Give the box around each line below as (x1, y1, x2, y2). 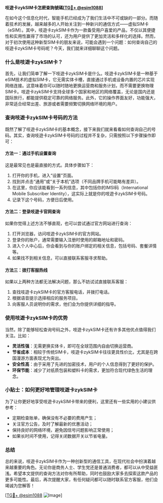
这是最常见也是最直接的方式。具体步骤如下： (5, 162, 95, 168)
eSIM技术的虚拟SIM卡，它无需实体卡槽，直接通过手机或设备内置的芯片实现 (5, 77, 155, 83)
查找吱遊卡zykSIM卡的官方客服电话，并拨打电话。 (12, 289, 113, 295)
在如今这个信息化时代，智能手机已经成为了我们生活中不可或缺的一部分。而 (5, 15, 154, 21)
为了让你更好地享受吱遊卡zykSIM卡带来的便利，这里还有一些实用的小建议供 (5, 398, 156, 404)
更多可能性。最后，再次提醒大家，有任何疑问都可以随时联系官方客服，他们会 (5, 477, 158, 483)
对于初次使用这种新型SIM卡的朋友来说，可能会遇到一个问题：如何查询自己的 (5, 39, 158, 45)
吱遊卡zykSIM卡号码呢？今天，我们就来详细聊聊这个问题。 (5, 46, 122, 51)
